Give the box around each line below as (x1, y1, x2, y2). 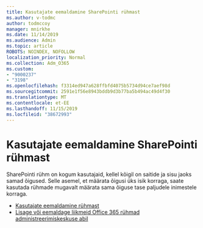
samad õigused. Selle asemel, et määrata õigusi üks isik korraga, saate (6, 177, 184, 185)
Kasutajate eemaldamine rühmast (15, 202, 99, 210)
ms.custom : (6, 65, 34, 72)
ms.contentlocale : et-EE (6, 100, 69, 106)
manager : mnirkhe (6, 26, 51, 32)
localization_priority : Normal (6, 54, 86, 61)
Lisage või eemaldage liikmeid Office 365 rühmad (15, 208, 140, 216)
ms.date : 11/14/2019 (6, 32, 59, 38)
